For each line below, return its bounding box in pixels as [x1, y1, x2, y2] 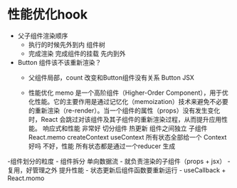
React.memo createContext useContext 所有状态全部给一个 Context [28, 132, 227, 141]
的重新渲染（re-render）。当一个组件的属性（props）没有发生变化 [28, 106, 221, 115]
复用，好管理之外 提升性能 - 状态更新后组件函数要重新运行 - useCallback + [7, 165, 226, 174]
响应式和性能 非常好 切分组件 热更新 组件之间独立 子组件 [42, 124, 208, 132]
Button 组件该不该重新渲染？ [17, 58, 102, 66]
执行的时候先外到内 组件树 [28, 40, 105, 48]
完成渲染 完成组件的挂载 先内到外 [28, 49, 126, 58]
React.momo [7, 174, 45, 182]
